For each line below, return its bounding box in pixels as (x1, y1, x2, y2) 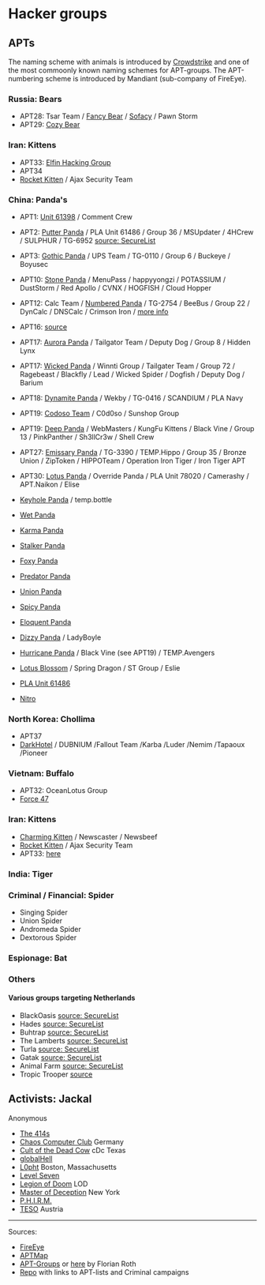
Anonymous (8, 1113, 47, 1122)
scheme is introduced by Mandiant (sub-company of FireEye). (45, 74, 247, 83)
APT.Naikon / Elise (19, 479, 80, 489)
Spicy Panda (19, 602, 61, 611)
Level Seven (19, 1170, 60, 1180)
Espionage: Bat (8, 952, 68, 964)
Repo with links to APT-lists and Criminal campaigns (19, 1267, 189, 1276)
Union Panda (19, 586, 62, 596)
